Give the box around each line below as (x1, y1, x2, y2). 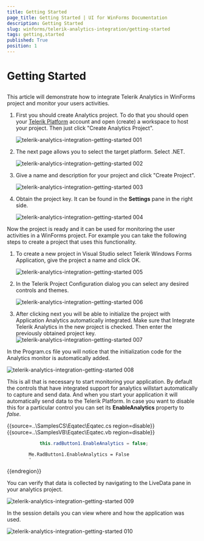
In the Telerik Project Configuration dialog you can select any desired (15, 280, 189, 288)
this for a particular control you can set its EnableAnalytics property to (7, 404, 185, 411)
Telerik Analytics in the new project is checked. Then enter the (15, 324, 172, 331)
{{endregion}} (7, 467, 42, 475)
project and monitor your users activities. (7, 100, 110, 107)
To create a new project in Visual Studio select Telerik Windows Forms (15, 250, 192, 258)
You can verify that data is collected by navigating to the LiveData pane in (7, 479, 191, 487)
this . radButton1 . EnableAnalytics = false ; (39, 440, 149, 447)
